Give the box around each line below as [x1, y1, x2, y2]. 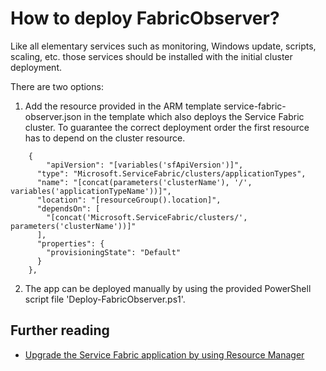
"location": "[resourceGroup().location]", [36, 195, 222, 205]
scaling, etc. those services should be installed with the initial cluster [10, 50, 293, 62]
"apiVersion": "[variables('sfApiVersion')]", [46, 160, 244, 170]
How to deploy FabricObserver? [10, 7, 280, 30]
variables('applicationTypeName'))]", [10, 186, 172, 196]
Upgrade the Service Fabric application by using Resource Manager [24, 348, 305, 361]
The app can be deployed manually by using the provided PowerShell [24, 282, 312, 294]
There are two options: [10, 80, 104, 92]
